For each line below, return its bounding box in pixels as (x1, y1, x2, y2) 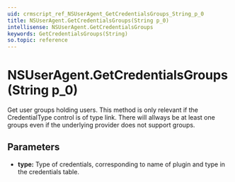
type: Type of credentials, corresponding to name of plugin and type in (17, 160, 225, 169)
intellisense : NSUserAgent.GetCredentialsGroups (7, 23, 154, 30)
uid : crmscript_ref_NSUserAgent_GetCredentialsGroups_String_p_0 (7, 10, 204, 18)
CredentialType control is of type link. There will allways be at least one (7, 113, 216, 122)
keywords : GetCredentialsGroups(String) (7, 30, 129, 38)
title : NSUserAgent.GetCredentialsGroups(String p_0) (7, 17, 170, 24)
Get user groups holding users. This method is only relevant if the (7, 106, 198, 114)
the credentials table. (17, 167, 80, 176)
